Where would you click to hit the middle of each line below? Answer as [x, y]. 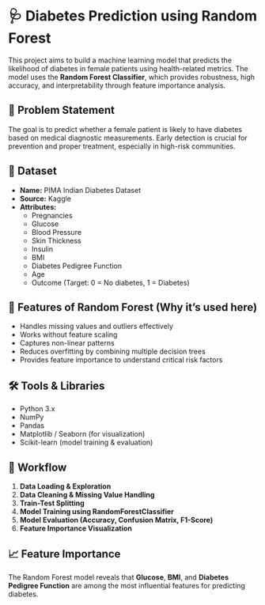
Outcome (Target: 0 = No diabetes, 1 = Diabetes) [110, 282]
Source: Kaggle [45, 199]
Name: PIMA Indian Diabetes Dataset [80, 190]
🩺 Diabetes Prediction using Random [133, 16]
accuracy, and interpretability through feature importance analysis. [117, 85]
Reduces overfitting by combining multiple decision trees [112, 352]
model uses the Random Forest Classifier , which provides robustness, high [132, 77]
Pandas [32, 425]
